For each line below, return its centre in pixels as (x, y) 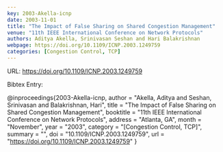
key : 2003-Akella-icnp (39, 13)
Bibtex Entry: (25, 84)
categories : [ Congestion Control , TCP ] (64, 52)
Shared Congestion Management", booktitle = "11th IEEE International (104, 112)
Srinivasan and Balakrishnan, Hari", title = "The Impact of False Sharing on (112, 105)
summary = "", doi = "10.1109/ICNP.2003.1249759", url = (86, 134)
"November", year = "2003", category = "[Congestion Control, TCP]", (105, 127)
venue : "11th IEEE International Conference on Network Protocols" (105, 33)
